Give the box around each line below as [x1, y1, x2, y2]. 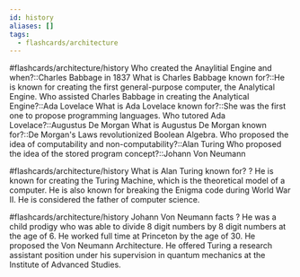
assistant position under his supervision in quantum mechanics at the [9, 250, 266, 261]
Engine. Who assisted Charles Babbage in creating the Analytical [9, 91, 250, 102]
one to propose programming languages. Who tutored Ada [9, 110, 226, 121]
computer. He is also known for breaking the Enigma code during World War [9, 185, 291, 195]
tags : [9, 30, 30, 39]
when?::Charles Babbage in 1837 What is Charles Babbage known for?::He [9, 73, 286, 83]
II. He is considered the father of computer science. [9, 195, 200, 205]
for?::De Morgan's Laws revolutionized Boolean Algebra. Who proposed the [9, 129, 289, 140]
